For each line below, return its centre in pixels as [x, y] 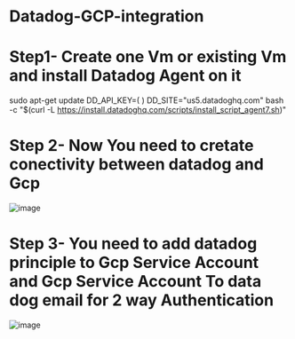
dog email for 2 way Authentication [141, 300]
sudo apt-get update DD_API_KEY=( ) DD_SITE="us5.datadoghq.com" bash [147, 100]
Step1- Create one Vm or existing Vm [148, 57]
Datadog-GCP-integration [107, 16]
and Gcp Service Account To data [136, 282]
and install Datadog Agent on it [125, 76]
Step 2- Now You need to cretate [132, 146]
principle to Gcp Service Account [134, 263]
